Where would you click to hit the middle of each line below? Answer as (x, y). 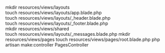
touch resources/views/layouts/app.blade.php (53, 13)
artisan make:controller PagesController (47, 45)
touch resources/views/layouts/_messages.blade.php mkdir (68, 34)
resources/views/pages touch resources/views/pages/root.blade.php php (83, 39)
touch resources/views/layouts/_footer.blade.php (57, 23)
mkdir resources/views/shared (37, 29)
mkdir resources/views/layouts (37, 7)
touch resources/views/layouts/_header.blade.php (58, 18)
